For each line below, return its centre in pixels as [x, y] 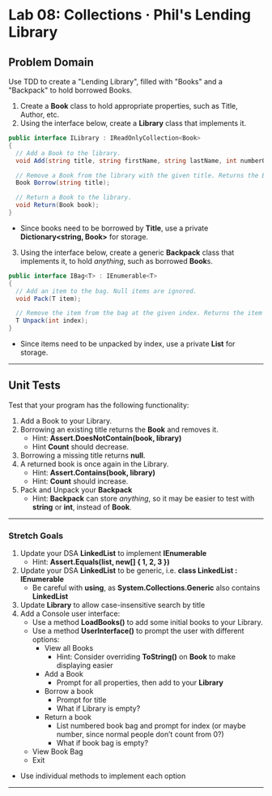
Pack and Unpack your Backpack [76, 489]
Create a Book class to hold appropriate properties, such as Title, [129, 106]
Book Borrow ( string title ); [63, 183]
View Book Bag [57, 751]
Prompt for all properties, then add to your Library [140, 682]
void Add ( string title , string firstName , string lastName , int [126, 161]
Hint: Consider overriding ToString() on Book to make [146, 657]
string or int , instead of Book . [82, 507]
